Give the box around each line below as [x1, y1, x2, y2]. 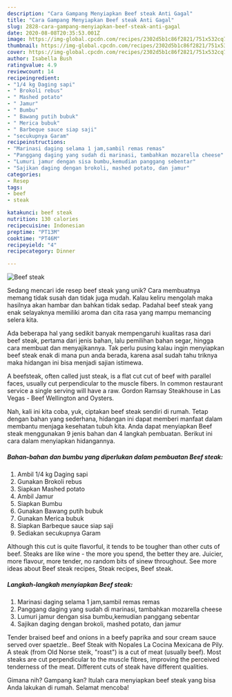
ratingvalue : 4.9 [7, 62, 57, 69]
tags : [7, 184, 23, 191]
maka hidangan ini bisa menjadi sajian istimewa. [7, 359, 144, 367]
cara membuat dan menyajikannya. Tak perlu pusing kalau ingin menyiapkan [7, 344, 224, 352]
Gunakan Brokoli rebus [17, 478, 82, 486]
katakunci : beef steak [7, 209, 72, 217]
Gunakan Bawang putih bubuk [17, 507, 104, 516]
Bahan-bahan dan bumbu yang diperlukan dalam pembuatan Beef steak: [7, 453, 223, 461]
